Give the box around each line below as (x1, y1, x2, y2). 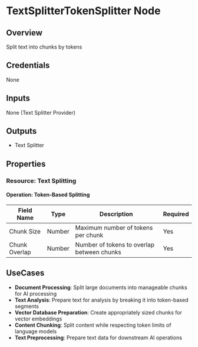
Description (99, 210, 134, 218)
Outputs (6, 126, 37, 137)
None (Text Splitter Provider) (6, 109, 75, 116)
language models (14, 327, 57, 335)
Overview (6, 28, 43, 38)
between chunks (75, 248, 122, 256)
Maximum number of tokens (75, 223, 153, 232)
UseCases (6, 268, 45, 278)
